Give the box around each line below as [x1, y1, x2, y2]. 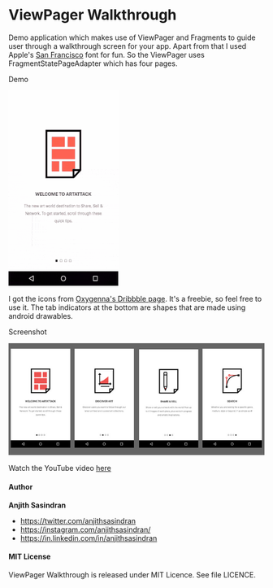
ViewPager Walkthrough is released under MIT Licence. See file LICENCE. [8, 569, 256, 579]
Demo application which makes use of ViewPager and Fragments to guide [8, 33, 256, 42]
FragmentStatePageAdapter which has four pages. [8, 59, 178, 68]
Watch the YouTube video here [8, 464, 111, 473]
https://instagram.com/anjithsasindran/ [19, 525, 151, 534]
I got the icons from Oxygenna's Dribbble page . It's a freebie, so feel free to [8, 294, 262, 303]
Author [8, 482, 33, 492]
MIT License [8, 551, 51, 562]
